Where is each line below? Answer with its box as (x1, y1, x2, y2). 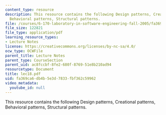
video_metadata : (5, 80, 39, 85)
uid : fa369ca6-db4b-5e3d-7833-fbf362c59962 (5, 76, 96, 81)
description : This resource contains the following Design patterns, (5, 12, 152, 17)
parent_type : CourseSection (5, 58, 63, 63)
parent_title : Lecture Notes (5, 53, 65, 58)
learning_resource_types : (5, 35, 58, 40)
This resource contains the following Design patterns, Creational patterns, (5, 99, 156, 105)
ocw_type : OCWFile (5, 48, 43, 53)
